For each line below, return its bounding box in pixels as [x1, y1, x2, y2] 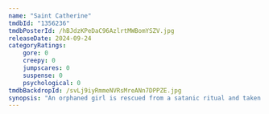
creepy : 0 [23, 57, 56, 65]
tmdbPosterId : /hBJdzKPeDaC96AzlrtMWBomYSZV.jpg [8, 26, 175, 35]
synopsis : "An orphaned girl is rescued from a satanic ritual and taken [8, 94, 262, 102]
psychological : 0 [23, 79, 81, 87]
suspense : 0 [23, 71, 63, 79]
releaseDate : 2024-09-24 [8, 34, 92, 43]
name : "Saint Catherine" [8, 11, 92, 20]
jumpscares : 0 [23, 64, 70, 72]
